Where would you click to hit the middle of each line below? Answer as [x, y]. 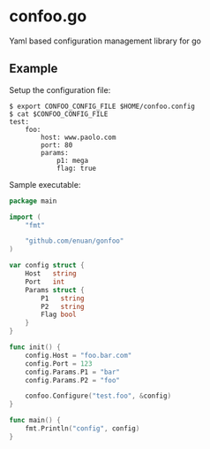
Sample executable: [45, 184]
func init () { [35, 347]
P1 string [63, 298]
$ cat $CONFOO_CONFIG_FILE [59, 114]
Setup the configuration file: [60, 89]
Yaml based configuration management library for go [105, 41]
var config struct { [47, 266]
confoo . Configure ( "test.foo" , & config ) [98, 396]
